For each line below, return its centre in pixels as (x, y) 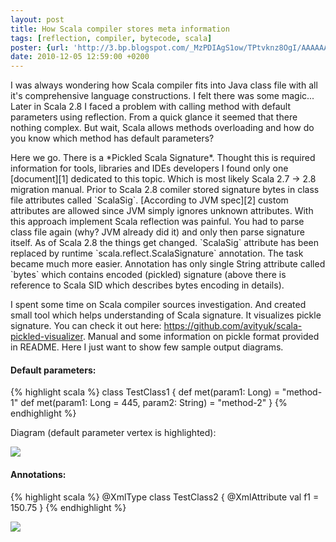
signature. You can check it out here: (86, 326)
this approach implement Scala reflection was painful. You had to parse (157, 222)
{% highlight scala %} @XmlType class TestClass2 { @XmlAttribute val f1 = (165, 497)
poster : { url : (40, 47)
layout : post (37, 19)
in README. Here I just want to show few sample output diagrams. (147, 347)
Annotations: (38, 474)
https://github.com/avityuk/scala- (233, 326)
